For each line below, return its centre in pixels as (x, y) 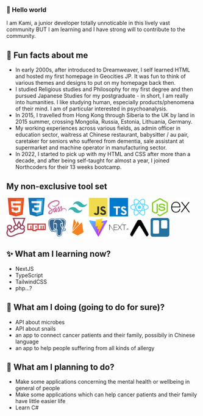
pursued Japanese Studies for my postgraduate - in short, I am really (102, 96)
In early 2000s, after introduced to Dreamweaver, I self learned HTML (103, 70)
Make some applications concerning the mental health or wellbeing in (102, 382)
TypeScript (29, 275)
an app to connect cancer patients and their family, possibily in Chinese (105, 335)
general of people (37, 388)
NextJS (24, 268)
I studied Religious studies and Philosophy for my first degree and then (104, 89)
